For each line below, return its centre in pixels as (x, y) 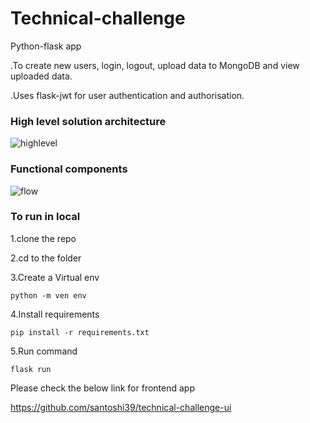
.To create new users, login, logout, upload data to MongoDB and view (155, 65)
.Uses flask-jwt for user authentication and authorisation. (127, 95)
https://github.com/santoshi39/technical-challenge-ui (121, 407)
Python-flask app (46, 46)
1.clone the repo (43, 238)
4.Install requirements (55, 314)
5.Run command (44, 351)
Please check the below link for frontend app (102, 388)
